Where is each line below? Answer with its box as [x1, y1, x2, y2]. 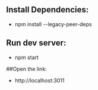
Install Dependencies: [6, 5, 89, 15]
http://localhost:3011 [14, 77, 65, 84]
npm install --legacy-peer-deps [14, 20, 92, 27]
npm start [14, 54, 39, 61]
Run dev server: [6, 38, 67, 48]
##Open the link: [6, 65, 48, 72]
